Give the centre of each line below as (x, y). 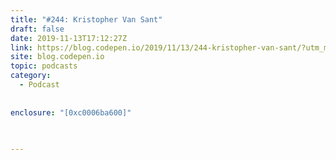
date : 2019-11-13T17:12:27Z (69, 38)
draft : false (37, 29)
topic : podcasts (44, 66)
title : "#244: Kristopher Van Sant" (86, 19)
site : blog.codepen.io (57, 57)
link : (21, 47)
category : (31, 76)
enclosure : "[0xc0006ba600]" (71, 112)
